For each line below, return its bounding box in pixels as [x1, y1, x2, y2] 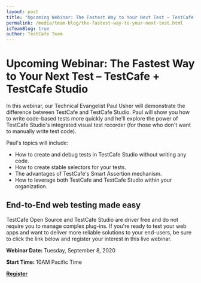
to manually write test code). [6, 128, 77, 135]
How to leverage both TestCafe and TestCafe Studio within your [14, 176, 172, 183]
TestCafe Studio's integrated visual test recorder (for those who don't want [6, 121, 191, 129]
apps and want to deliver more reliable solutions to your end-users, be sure [6, 228, 192, 236]
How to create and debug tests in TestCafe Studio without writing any [14, 151, 187, 158]
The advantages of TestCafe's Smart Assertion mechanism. [14, 170, 162, 177]
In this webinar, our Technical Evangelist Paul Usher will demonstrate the [6, 103, 185, 110]
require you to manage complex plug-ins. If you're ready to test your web [6, 222, 187, 230]
